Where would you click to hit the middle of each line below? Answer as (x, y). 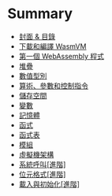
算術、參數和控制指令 (53, 85)
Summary (40, 14)
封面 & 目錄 (37, 36)
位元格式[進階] (42, 174)
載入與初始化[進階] (49, 184)
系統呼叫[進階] (42, 164)
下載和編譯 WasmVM (52, 46)
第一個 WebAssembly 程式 (61, 56)
